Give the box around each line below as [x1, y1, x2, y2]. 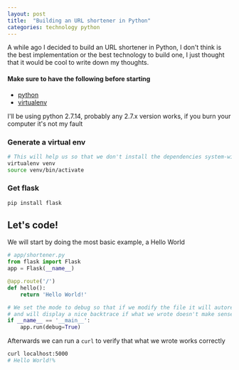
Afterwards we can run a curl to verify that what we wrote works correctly [7, 337, 225, 345]
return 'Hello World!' [20, 291, 87, 298]
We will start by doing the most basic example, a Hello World [7, 238, 185, 246]
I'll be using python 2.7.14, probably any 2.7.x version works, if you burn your [7, 112, 231, 120]
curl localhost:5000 [7, 350, 69, 358]
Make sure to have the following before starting [7, 74, 151, 83]
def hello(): [7, 284, 46, 292]
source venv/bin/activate [7, 166, 84, 174]
